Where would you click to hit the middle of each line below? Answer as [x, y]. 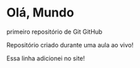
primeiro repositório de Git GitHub [54, 32]
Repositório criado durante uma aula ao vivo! [70, 45]
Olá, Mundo [40, 13]
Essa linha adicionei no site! [46, 58]
